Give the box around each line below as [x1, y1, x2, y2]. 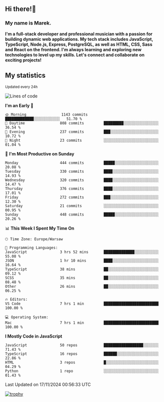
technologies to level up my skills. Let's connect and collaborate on [5, 52, 145, 58]
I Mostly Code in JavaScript [5, 333, 63, 339]
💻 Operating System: [5, 314, 49, 320]
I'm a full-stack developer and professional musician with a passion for [5, 31, 153, 37]
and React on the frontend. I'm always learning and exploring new [5, 46, 142, 52]
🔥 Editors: [5, 297, 28, 302]
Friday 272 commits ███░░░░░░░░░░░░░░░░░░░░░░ [5, 195, 159, 200]
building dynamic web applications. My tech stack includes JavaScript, [5, 36, 153, 42]
